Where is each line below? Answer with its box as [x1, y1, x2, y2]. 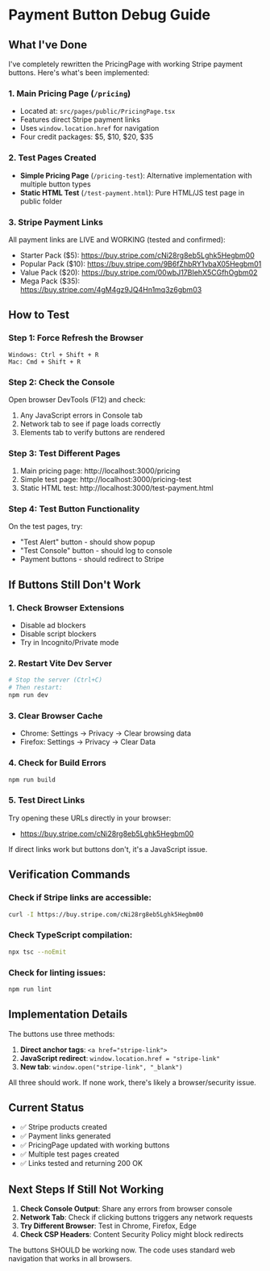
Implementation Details [8, 1008, 128, 1021]
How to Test [8, 308, 70, 322]
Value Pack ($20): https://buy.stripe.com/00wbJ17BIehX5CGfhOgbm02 [19, 267, 258, 277]
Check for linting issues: [8, 967, 106, 978]
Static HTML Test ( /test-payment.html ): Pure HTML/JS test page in [19, 187, 245, 197]
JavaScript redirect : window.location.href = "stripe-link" [19, 1053, 220, 1063]
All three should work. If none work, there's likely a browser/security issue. [8, 1077, 256, 1087]
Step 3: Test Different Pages [8, 447, 121, 459]
